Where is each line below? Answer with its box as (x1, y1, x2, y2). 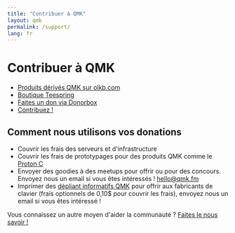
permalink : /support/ (7, 23, 71, 30)
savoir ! (7, 218, 29, 226)
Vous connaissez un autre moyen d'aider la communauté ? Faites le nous (7, 211, 218, 218)
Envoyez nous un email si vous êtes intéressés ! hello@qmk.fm (17, 175, 199, 182)
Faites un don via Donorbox (17, 98, 98, 107)
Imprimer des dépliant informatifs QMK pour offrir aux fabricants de (17, 182, 213, 190)
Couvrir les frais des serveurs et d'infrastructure (17, 145, 158, 153)
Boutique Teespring (17, 91, 75, 99)
